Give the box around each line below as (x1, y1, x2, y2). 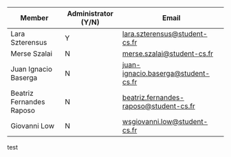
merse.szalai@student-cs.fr (122, 49, 214, 58)
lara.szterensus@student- (122, 29, 208, 39)
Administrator (67, 9, 113, 18)
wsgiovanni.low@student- (122, 117, 208, 126)
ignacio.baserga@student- (122, 69, 210, 78)
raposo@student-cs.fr (122, 101, 196, 111)
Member (20, 13, 49, 23)
